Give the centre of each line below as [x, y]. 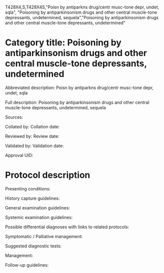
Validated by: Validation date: [34, 146]
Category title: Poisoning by [63, 43]
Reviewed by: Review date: [32, 136]
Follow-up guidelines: [27, 265]
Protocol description [48, 175]
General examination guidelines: [38, 208]
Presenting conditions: [28, 188]
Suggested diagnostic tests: [33, 246]
